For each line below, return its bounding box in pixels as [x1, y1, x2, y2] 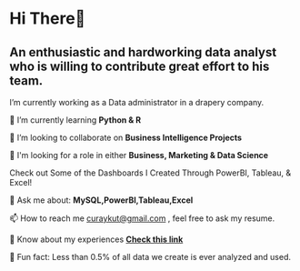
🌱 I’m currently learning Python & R [9, 115, 142, 125]
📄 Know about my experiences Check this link [9, 234, 184, 245]
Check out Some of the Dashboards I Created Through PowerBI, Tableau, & [9, 167, 292, 178]
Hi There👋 [9, 8, 86, 29]
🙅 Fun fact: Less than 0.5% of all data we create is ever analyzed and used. [9, 252, 291, 262]
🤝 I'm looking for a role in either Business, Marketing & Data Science [9, 150, 269, 160]
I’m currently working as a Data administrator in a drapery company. [9, 97, 265, 107]
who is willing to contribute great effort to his [9, 58, 270, 74]
